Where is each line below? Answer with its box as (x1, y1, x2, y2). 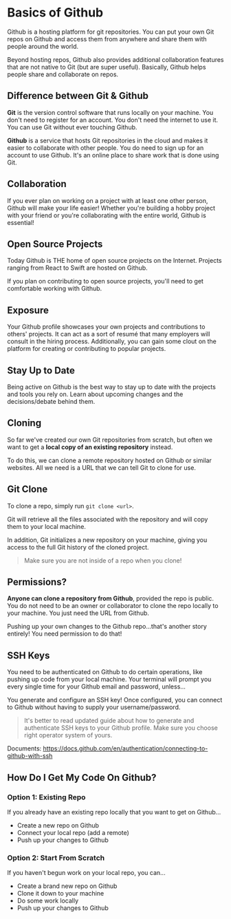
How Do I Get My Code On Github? (7, 772, 157, 783)
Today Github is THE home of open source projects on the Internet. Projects (7, 257, 222, 265)
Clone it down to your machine (16, 889, 104, 898)
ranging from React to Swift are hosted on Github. (7, 263, 148, 272)
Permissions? (7, 576, 67, 588)
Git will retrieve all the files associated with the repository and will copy (7, 515, 208, 523)
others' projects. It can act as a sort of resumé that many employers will (7, 330, 210, 338)
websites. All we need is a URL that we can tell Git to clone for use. (7, 463, 196, 472)
